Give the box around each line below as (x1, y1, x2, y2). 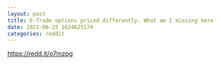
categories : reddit (7, 30, 65, 37)
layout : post (7, 10, 46, 18)
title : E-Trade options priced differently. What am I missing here (7, 17, 214, 24)
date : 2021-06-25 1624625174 (7, 23, 93, 30)
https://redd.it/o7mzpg (7, 49, 73, 58)
